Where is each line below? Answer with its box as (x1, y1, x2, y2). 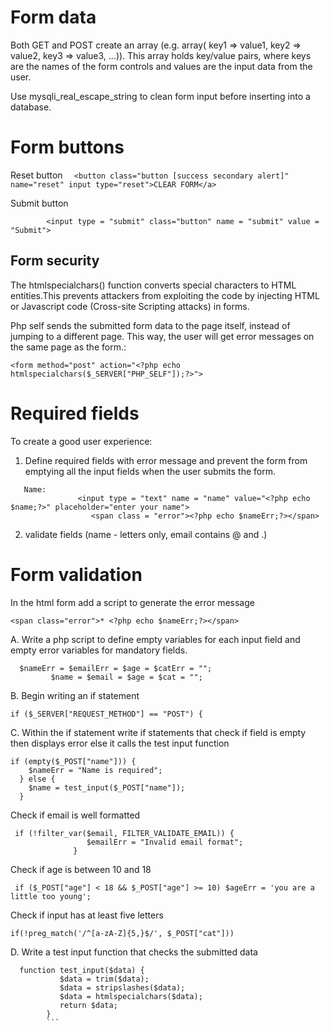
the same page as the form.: (10, 341, 127, 353)
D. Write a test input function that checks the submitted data (10, 946, 258, 958)
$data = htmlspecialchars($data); (59, 991, 203, 1001)
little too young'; (10, 891, 92, 901)
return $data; (59, 1000, 118, 1010)
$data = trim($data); (59, 974, 150, 984)
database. (10, 101, 52, 113)
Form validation (10, 563, 143, 586)
